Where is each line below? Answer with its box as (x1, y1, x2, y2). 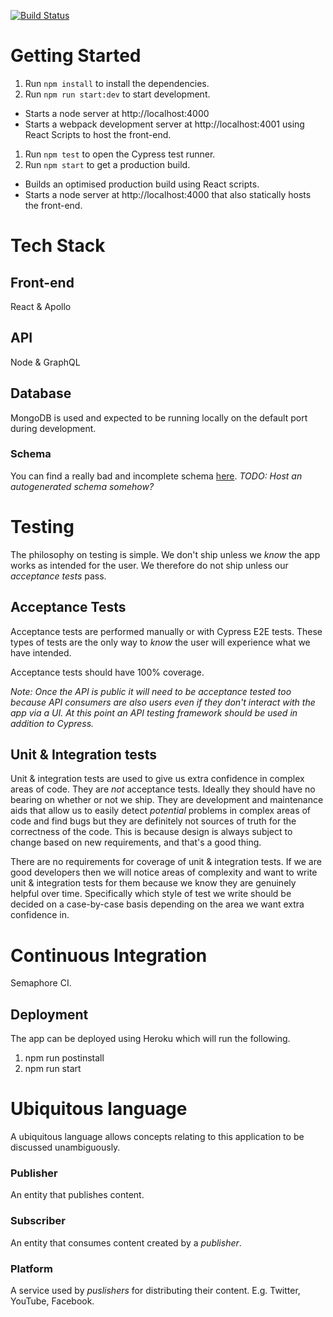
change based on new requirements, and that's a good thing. (10, 836, 262, 849)
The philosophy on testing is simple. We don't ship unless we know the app (10, 548, 321, 560)
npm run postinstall (24, 1052, 105, 1064)
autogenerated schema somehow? (10, 480, 155, 492)
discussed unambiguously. (10, 1141, 121, 1154)
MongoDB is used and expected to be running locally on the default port (10, 411, 308, 424)
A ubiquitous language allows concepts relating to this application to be (10, 1131, 305, 1143)
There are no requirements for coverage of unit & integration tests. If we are (10, 856, 322, 868)
